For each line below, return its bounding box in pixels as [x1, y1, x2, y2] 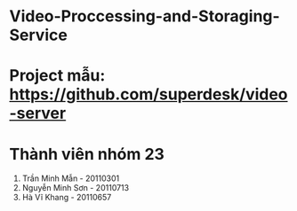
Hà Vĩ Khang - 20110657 [21, 192, 112, 203]
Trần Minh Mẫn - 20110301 [21, 173, 120, 184]
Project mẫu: [9, 66, 106, 86]
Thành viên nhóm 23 [9, 144, 165, 164]
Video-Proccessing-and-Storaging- [9, 6, 280, 27]
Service [9, 25, 68, 45]
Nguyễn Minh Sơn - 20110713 [21, 183, 130, 193]
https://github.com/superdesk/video [9, 84, 288, 105]
